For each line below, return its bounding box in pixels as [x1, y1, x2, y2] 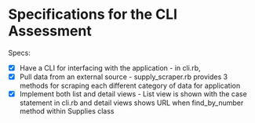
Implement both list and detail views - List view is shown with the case [19, 89, 247, 99]
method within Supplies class [19, 107, 115, 116]
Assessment [8, 22, 92, 40]
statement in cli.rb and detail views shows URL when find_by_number [19, 98, 244, 107]
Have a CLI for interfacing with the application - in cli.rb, [19, 63, 202, 72]
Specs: [8, 48, 31, 57]
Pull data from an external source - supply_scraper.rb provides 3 [19, 72, 228, 81]
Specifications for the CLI [8, 5, 178, 24]
